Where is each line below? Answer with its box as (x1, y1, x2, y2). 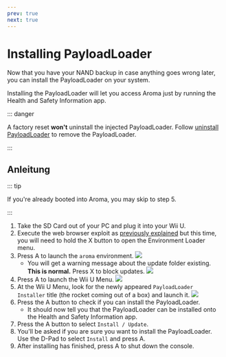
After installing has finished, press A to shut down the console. (16, 342, 194, 350)
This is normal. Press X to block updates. (27, 267, 146, 275)
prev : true (7, 10, 38, 17)
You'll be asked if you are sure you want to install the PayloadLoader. (16, 327, 212, 336)
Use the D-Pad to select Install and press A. (16, 334, 146, 343)
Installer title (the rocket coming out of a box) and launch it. (16, 291, 190, 299)
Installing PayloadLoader (7, 46, 152, 62)
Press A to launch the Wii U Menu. (16, 275, 115, 284)
